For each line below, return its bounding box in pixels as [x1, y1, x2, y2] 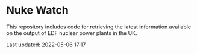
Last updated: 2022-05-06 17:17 [6, 41, 86, 48]
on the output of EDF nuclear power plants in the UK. [6, 29, 137, 36]
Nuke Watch [6, 4, 69, 17]
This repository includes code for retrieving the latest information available [6, 23, 192, 30]
